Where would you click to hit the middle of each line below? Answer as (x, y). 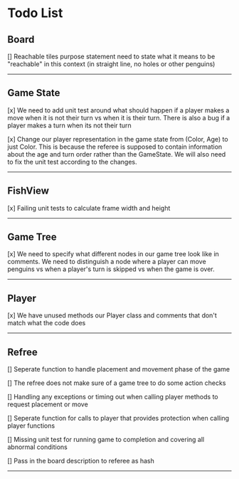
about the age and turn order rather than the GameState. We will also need (117, 154)
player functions (31, 426)
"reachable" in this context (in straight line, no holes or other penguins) (111, 64)
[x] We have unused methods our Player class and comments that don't (112, 315)
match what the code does (47, 323)
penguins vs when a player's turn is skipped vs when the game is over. (111, 269)
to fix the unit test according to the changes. (72, 162)
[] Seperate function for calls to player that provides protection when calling (118, 419)
